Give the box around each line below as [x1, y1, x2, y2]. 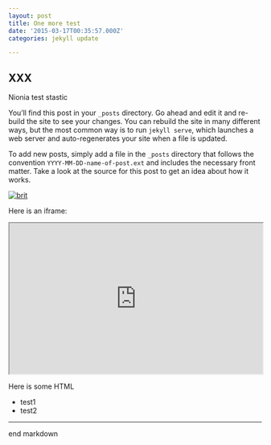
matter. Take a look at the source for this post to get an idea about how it [8, 167, 249, 176]
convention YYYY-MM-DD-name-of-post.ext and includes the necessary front [8, 158, 256, 167]
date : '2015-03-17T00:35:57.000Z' [8, 27, 125, 35]
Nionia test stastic [8, 93, 68, 102]
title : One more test [8, 19, 81, 27]
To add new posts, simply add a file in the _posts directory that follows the [8, 150, 255, 159]
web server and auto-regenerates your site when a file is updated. [8, 134, 228, 143]
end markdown [8, 429, 59, 439]
